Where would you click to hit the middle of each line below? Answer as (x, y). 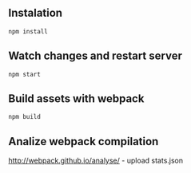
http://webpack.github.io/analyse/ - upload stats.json (96, 161)
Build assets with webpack (76, 99)
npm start (25, 74)
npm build (25, 117)
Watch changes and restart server (95, 56)
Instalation (35, 13)
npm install (28, 31)
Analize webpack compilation (84, 142)
